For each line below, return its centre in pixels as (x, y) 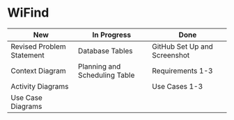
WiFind (28, 13)
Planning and (99, 66)
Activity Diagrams (40, 86)
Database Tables (106, 51)
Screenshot (171, 55)
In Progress (111, 35)
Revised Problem (38, 46)
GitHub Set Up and (183, 46)
